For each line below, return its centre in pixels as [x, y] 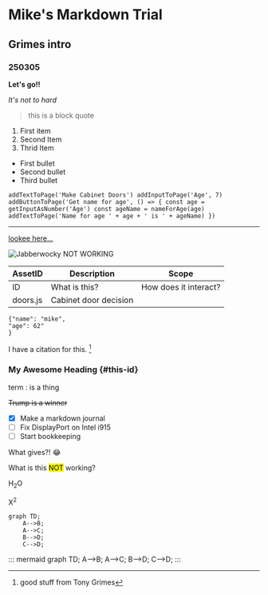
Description [92, 274]
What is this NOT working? [52, 468]
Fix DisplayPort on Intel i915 [65, 427]
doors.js [28, 300]
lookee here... [31, 238]
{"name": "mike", [37, 319]
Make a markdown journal [62, 418]
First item [35, 130]
